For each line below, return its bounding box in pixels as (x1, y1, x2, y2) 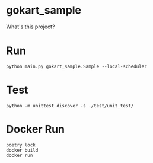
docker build (6, 147, 39, 153)
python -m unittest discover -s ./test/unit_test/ (6, 103, 134, 108)
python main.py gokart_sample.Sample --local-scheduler (6, 63, 147, 69)
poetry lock (6, 142, 36, 148)
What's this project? (6, 23, 55, 30)
